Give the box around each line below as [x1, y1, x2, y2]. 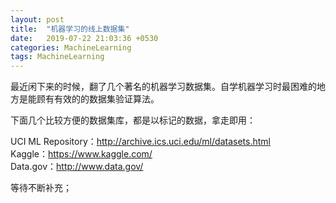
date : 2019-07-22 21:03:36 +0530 [10, 33, 159, 43]
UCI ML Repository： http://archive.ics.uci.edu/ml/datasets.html [10, 136, 271, 148]
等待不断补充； [10, 182, 72, 194]
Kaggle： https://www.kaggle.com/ [10, 148, 153, 160]
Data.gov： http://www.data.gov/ [10, 161, 144, 173]
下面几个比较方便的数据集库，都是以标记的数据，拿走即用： [10, 114, 256, 126]
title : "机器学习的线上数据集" [10, 24, 130, 34]
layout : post [10, 14, 65, 25]
